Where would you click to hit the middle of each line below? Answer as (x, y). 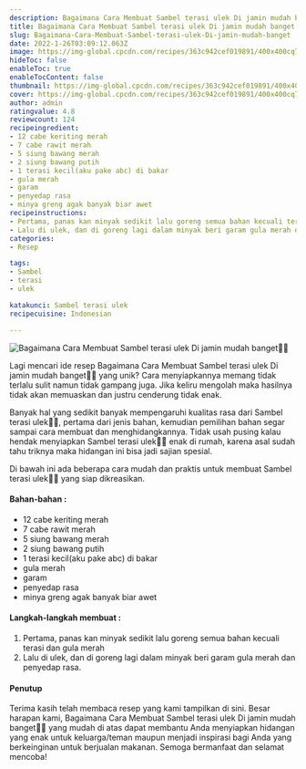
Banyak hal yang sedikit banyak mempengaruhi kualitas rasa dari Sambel (146, 412)
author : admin (36, 103)
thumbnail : (30, 86)
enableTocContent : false (56, 78)
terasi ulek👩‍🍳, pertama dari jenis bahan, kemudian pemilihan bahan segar (147, 421)
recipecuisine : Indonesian (61, 314)
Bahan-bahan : (38, 499)
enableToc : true (40, 69)
